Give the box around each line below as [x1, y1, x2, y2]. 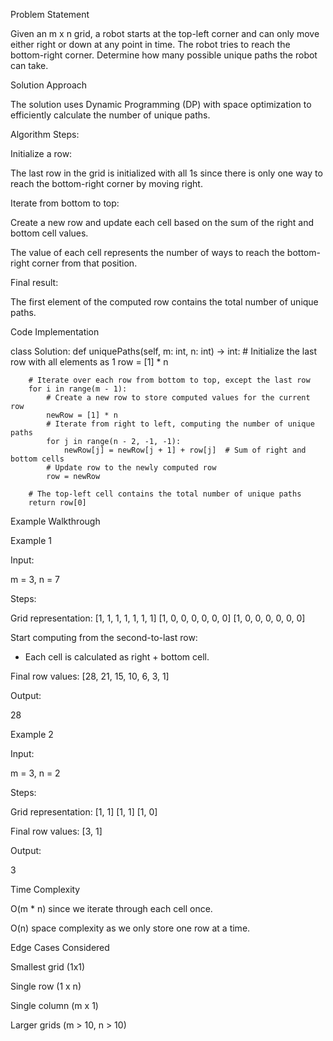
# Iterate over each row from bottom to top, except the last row [28, 375, 311, 385]
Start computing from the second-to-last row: [10, 632, 198, 643]
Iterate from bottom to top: [10, 197, 120, 209]
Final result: [10, 277, 59, 288]
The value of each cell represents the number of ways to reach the [10, 247, 285, 258]
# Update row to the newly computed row [46, 463, 217, 473]
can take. [10, 60, 49, 71]
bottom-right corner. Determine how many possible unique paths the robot [10, 49, 318, 61]
